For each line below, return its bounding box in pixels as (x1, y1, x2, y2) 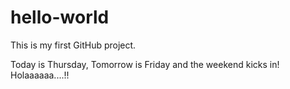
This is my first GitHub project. (10, 39, 137, 51)
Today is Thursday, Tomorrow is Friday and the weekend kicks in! (10, 58, 280, 70)
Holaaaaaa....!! (10, 69, 70, 81)
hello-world (10, 6, 110, 29)
